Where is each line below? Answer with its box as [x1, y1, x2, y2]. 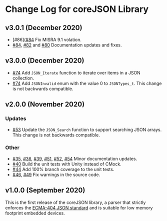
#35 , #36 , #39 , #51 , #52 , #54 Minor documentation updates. [12, 155, 137, 161]
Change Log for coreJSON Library [5, 3, 149, 15]
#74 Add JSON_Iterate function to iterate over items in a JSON [12, 69, 141, 75]
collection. [12, 75, 34, 81]
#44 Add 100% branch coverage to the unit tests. [12, 166, 114, 172]
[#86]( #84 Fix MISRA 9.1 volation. [12, 36, 81, 42]
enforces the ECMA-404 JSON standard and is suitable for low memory [5, 204, 153, 210]
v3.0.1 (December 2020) [5, 23, 82, 32]
